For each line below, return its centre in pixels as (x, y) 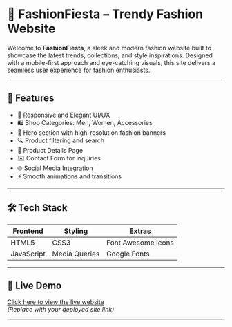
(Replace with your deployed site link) (61, 310)
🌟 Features (31, 99)
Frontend (28, 231)
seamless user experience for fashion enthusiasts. (79, 70)
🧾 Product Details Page (50, 150)
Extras (140, 231)
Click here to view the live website (56, 302)
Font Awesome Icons (140, 243)
